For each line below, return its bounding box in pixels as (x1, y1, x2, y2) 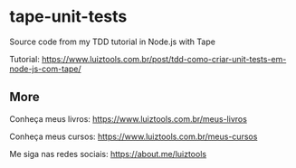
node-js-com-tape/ (9, 63, 81, 74)
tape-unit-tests (9, 6, 128, 27)
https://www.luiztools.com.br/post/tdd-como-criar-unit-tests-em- (42, 53, 287, 64)
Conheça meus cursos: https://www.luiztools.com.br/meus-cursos (9, 131, 258, 142)
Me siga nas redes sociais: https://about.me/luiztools (9, 148, 206, 159)
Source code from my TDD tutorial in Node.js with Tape (9, 36, 215, 47)
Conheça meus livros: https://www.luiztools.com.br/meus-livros (9, 113, 247, 124)
